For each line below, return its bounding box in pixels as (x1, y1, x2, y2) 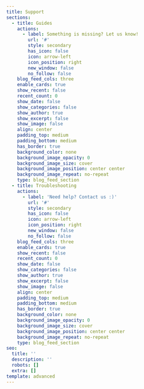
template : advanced (6, 373, 55, 379)
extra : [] (11, 367, 36, 374)
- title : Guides (11, 20, 52, 26)
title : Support (6, 8, 45, 15)
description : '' (11, 356, 52, 362)
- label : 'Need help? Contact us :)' (22, 194, 117, 200)
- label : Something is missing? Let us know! (22, 31, 139, 37)
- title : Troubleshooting (11, 183, 77, 189)
